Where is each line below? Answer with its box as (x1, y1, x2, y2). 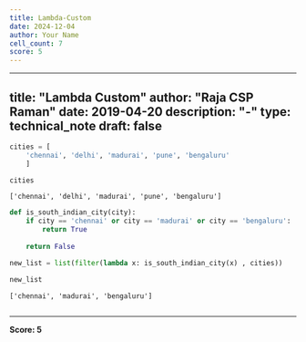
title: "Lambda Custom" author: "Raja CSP (9, 89, 254, 105)
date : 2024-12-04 (9, 22, 76, 31)
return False (25, 242, 76, 251)
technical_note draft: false (9, 118, 162, 133)
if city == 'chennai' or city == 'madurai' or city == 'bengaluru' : (25, 216, 291, 226)
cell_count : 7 (9, 38, 64, 48)
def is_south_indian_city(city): (9, 208, 137, 217)
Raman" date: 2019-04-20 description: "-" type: (9, 104, 291, 119)
